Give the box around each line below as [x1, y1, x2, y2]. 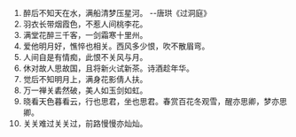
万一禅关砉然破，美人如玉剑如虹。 [22, 85, 148, 95]
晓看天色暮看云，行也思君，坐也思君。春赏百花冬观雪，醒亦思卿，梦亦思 [22, 96, 287, 106]
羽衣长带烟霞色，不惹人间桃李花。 [22, 19, 148, 29]
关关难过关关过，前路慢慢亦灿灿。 [22, 118, 148, 128]
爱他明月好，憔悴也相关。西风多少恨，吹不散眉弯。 [22, 41, 210, 51]
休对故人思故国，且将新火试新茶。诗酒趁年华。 [22, 63, 194, 73]
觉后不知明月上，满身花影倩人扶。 [22, 74, 148, 84]
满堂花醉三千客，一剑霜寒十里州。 [22, 30, 148, 40]
